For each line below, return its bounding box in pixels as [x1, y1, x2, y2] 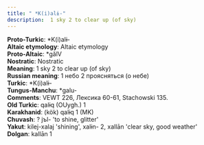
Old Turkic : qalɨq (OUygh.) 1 [7, 101, 87, 109]
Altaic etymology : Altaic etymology [7, 42, 109, 51]
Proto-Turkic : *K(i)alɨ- [7, 35, 71, 43]
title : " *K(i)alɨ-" [7, 10, 67, 17]
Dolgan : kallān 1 [7, 129, 53, 137]
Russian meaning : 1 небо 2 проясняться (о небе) [7, 71, 150, 79]
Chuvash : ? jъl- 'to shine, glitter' [7, 115, 99, 123]
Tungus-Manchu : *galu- [7, 86, 78, 94]
